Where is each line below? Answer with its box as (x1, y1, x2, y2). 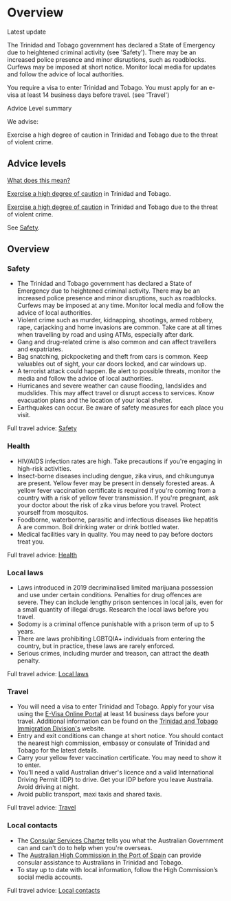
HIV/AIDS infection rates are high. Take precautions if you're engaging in (16, 457, 223, 465)
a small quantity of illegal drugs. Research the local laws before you (16, 605, 209, 614)
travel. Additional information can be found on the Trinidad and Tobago (16, 717, 219, 726)
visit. (16, 411, 31, 419)
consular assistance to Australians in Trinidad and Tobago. (16, 858, 184, 867)
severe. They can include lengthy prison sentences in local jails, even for (16, 598, 223, 606)
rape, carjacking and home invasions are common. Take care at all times (16, 323, 222, 331)
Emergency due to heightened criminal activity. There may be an (16, 287, 201, 295)
